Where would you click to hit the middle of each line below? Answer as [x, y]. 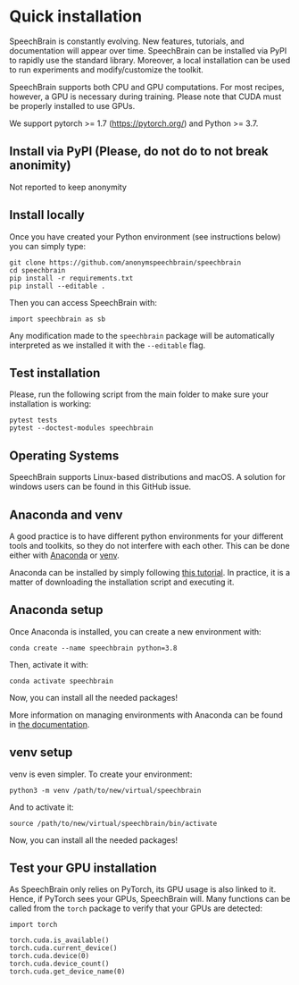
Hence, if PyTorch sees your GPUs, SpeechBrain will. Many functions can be [150, 899]
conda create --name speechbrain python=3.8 [93, 648]
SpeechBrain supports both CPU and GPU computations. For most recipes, [147, 87]
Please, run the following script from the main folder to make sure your [139, 394]
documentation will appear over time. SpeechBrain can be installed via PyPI [148, 50]
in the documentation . [50, 724]
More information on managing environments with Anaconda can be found [146, 715]
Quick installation [76, 17]
